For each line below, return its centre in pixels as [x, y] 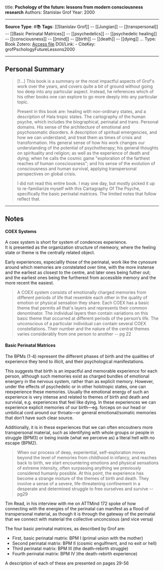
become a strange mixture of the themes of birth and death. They [83, 478]
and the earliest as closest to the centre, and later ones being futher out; [78, 273]
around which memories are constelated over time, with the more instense [80, 267]
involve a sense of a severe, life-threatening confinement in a [79, 483]
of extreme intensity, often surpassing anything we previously [79, 468]
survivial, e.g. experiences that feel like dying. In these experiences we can [81, 402]
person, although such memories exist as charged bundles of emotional [77, 376]
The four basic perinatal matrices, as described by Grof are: [65, 528]
